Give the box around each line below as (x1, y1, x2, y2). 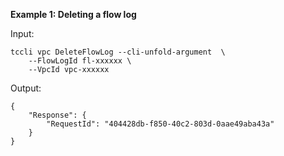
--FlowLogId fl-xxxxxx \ (28, 56, 132, 66)
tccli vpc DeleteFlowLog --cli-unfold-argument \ (10, 47, 226, 57)
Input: (10, 28, 35, 39)
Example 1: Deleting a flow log (10, 9, 137, 20)
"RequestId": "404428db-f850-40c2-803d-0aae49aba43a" (46, 119, 275, 129)
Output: (10, 82, 42, 94)
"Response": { (28, 110, 87, 120)
